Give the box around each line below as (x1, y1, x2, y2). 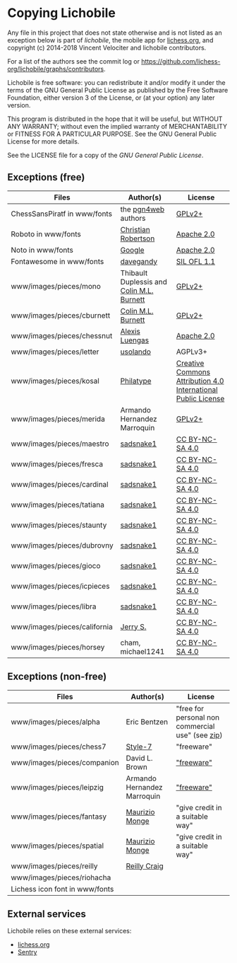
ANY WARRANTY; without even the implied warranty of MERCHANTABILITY (7, 122, 228, 130)
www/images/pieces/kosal (11, 376, 100, 386)
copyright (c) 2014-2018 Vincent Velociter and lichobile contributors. (7, 43, 207, 52)
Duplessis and (120, 277, 167, 287)
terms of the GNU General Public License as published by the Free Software (7, 86, 229, 94)
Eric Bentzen (126, 717, 168, 727)
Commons (176, 367, 210, 376)
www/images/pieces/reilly (11, 861, 98, 871)
